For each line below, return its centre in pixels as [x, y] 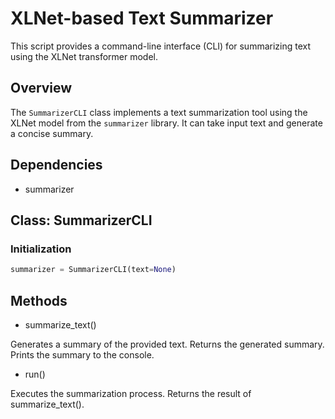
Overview [41, 88]
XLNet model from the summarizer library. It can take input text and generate [166, 123]
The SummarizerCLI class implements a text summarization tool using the [159, 112]
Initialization [41, 249]
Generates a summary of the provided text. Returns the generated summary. [167, 344]
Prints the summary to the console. [82, 354]
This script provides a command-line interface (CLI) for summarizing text [161, 46]
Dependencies [56, 165]
